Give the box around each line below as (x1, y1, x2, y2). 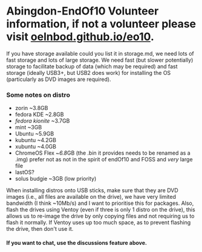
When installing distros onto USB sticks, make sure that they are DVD (6, 187, 178, 194)
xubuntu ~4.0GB (15, 143, 56, 150)
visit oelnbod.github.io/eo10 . (6, 30, 154, 44)
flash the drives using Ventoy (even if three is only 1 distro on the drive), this (6, 206, 195, 213)
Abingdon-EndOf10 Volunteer (6, 4, 159, 18)
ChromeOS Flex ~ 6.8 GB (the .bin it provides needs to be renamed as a (15, 149, 191, 157)
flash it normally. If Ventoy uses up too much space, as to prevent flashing (6, 219, 191, 226)
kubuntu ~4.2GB (15, 137, 56, 144)
